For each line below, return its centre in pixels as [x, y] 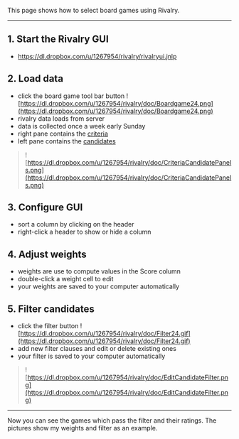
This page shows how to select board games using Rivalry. [94, 10]
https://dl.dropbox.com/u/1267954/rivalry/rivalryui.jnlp [97, 56]
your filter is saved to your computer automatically [91, 356]
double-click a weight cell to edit [65, 279]
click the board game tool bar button [71, 96]
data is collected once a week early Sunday [81, 126]
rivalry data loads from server [61, 118]
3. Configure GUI [45, 208]
